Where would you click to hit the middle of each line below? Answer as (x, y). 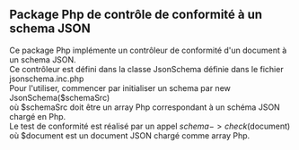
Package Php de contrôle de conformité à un (136, 15)
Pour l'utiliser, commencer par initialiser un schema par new (120, 87)
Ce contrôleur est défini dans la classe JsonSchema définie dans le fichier (147, 69)
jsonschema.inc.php (47, 79)
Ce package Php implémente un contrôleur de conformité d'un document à (148, 50)
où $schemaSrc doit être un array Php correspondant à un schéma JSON (145, 107)
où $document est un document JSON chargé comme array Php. (130, 135)
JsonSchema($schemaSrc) (60, 97)
